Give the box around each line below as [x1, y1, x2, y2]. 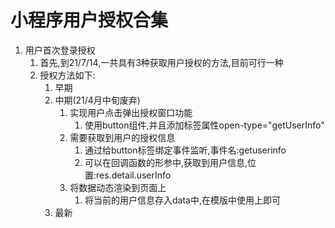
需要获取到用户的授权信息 [69, 131, 176, 143]
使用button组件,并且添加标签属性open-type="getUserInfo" [84, 119, 325, 131]
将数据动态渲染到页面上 [69, 181, 167, 193]
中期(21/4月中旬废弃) [54, 94, 141, 106]
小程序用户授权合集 [10, 9, 169, 32]
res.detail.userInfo [96, 169, 172, 181]
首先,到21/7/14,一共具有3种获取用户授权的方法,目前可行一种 [39, 56, 284, 68]
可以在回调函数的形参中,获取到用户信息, [84, 156, 248, 168]
